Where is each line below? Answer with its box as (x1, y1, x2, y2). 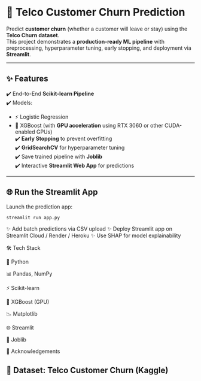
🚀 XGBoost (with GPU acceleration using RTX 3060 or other (14, 122, 163, 129)
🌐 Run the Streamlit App (6, 187, 98, 197)
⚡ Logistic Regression (14, 113, 69, 120)
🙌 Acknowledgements (6, 347, 60, 355)
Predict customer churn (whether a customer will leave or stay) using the (6, 25, 188, 32)
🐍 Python (6, 258, 29, 265)
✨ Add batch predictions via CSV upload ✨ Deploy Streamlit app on (6, 225, 172, 232)
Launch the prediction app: (6, 203, 73, 210)
